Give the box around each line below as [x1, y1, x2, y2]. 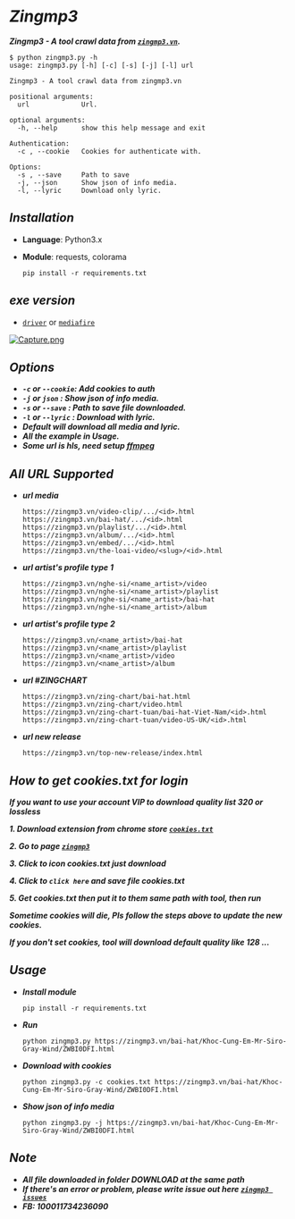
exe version [9, 293, 76, 308]
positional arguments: [9, 92, 94, 101]
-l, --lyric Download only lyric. [17, 186, 163, 195]
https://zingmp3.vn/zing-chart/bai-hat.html [21, 693, 191, 702]
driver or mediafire [21, 316, 96, 327]
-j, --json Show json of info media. [17, 178, 178, 187]
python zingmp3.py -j [21, 1118, 103, 1127]
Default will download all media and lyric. [21, 422, 181, 433]
